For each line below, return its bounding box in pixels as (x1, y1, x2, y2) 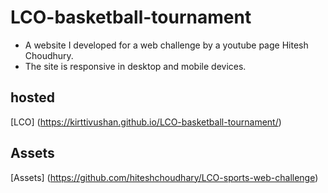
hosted (10, 89, 55, 106)
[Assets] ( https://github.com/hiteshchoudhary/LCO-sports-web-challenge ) (10, 171, 319, 183)
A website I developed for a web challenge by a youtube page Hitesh (24, 39, 309, 51)
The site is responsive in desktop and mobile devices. (24, 60, 247, 72)
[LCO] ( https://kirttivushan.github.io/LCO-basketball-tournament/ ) (10, 116, 282, 128)
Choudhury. (24, 49, 74, 61)
